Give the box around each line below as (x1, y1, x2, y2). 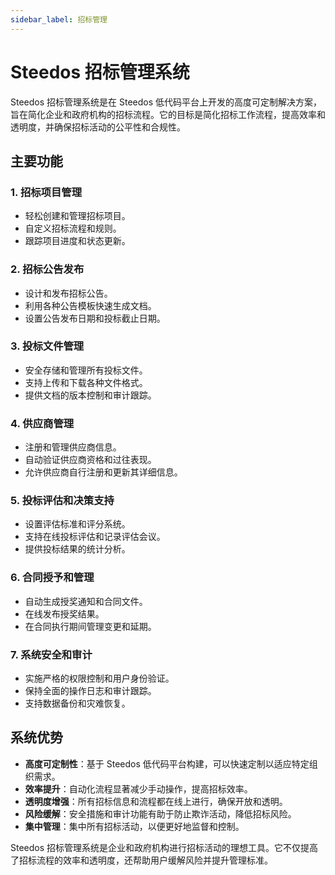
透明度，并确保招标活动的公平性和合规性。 (10, 121, 186, 133)
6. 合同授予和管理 (10, 571, 95, 585)
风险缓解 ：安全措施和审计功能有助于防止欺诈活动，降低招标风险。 (24, 807, 297, 820)
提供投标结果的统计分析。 (24, 543, 131, 555)
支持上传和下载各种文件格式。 (24, 376, 148, 388)
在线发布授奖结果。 (24, 607, 105, 620)
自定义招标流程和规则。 (24, 222, 122, 235)
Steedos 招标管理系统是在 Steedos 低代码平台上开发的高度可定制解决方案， (10, 96, 323, 108)
